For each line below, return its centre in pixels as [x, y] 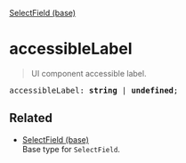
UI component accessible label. [89, 73]
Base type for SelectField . [71, 149]
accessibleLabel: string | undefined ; [94, 90]
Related [31, 118]
